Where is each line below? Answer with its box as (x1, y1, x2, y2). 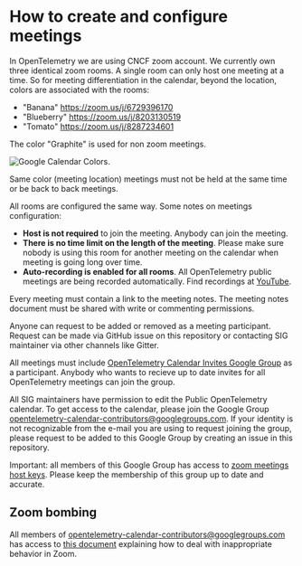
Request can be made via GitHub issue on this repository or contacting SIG (9, 330, 288, 341)
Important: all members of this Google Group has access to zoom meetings (9, 459, 289, 470)
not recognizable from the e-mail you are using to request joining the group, (9, 422, 292, 433)
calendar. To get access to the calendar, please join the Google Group (9, 403, 269, 414)
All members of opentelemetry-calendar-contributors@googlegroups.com (9, 529, 286, 540)
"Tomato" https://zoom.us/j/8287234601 (22, 120, 175, 132)
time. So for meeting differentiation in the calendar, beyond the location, (9, 74, 278, 85)
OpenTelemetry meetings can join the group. (9, 376, 175, 387)
